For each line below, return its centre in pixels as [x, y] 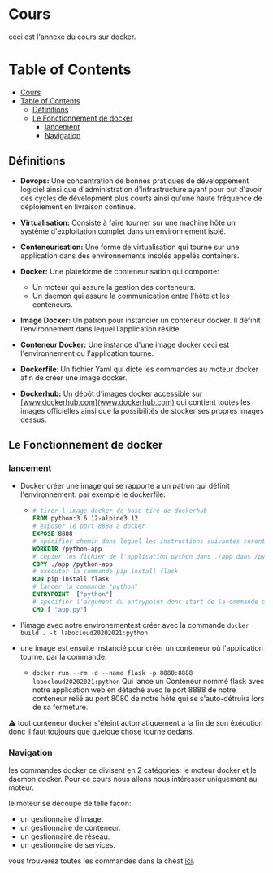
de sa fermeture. [60, 707]
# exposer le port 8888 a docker [89, 526]
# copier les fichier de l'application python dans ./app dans [142, 556]
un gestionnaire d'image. [62, 818]
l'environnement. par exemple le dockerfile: [93, 494]
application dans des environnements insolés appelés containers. [130, 255]
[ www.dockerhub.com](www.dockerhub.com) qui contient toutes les [135, 402]
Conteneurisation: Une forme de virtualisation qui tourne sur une [130, 247]
